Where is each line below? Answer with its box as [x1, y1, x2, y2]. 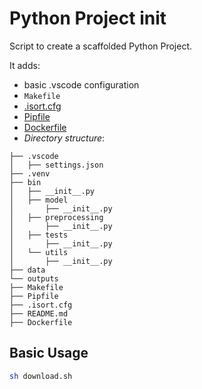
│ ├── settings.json [9, 160, 104, 170]
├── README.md [9, 308, 69, 319]
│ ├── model [9, 195, 69, 205]
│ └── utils [9, 247, 69, 257]
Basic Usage [9, 345, 89, 362]
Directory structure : [23, 132, 106, 144]
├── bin [9, 177, 42, 187]
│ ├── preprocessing [9, 212, 104, 222]
